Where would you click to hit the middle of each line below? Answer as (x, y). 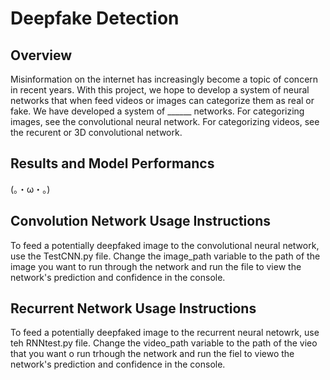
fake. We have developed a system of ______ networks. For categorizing (157, 111)
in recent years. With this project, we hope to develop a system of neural (160, 90)
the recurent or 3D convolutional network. (96, 132)
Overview (41, 55)
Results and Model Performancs (112, 163)
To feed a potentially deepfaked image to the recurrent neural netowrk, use (165, 333)
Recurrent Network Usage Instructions (133, 308)
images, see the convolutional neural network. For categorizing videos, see (165, 121)
